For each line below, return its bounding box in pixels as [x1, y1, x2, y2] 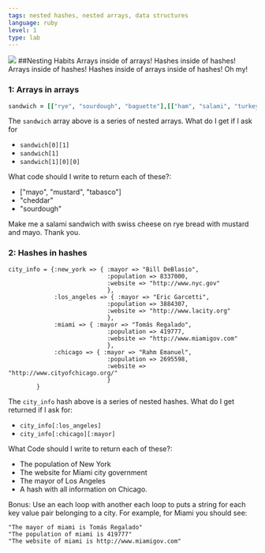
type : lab [8, 33, 41, 42]
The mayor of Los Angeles [19, 476, 106, 485]
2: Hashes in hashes [8, 248, 88, 259]
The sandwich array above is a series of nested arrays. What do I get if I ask [8, 116, 252, 126]
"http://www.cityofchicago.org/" [8, 368, 118, 377]
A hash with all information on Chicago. [19, 484, 147, 494]
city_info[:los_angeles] [19, 421, 102, 430]
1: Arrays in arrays [8, 84, 80, 95]
